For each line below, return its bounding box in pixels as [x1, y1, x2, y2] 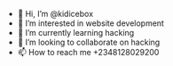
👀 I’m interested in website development [17, 18, 164, 29]
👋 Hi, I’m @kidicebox [17, 9, 94, 19]
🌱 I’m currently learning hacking [17, 28, 135, 37]
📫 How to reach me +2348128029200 [17, 47, 160, 57]
